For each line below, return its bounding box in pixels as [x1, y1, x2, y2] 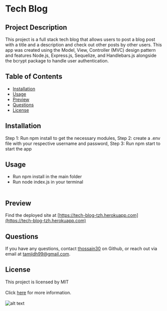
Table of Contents [5, 72, 63, 81]
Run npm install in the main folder [12, 174, 82, 180]
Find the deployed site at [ [5, 212, 59, 218]
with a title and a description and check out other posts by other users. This [5, 42, 162, 48]
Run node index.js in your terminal [12, 179, 83, 185]
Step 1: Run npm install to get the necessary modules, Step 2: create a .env [5, 135, 160, 141]
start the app [5, 145, 32, 151]
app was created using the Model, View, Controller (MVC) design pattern [5, 47, 156, 53]
